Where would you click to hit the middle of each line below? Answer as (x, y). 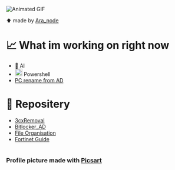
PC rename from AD (39, 80)
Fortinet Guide (32, 139)
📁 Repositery (38, 104)
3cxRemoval (30, 120)
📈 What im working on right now (88, 46)
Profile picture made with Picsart (54, 161)
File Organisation (35, 133)
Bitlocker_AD (30, 126)
